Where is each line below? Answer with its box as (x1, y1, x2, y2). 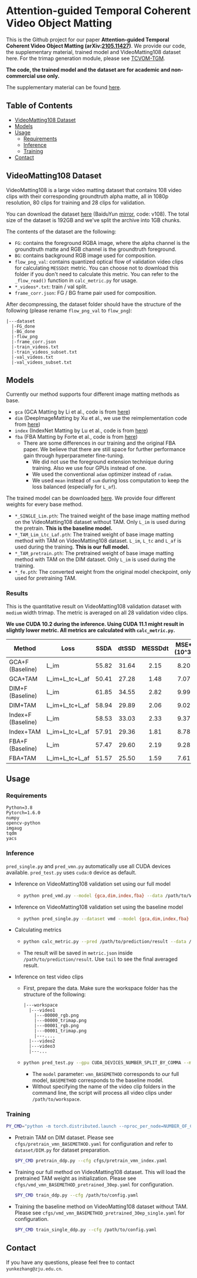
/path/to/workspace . (32, 1095, 81, 1102)
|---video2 (28, 1038, 56, 1044)
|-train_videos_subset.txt (11, 349, 77, 355)
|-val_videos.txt (11, 354, 54, 360)
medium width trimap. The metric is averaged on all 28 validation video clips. (6, 609, 188, 616)
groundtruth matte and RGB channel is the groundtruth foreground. (14, 245, 177, 253)
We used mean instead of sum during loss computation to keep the (32, 477, 189, 484)
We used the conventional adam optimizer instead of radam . (32, 471, 173, 478)
